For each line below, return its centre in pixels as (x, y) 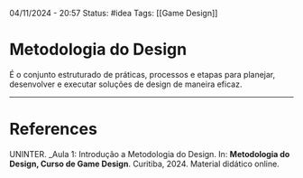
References (53, 129)
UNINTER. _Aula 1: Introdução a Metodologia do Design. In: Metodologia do (150, 154)
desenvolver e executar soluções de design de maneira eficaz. (126, 84)
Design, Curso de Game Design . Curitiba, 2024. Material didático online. (144, 164)
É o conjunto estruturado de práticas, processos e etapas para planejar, (142, 74)
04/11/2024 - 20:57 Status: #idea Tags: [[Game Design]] (114, 13)
